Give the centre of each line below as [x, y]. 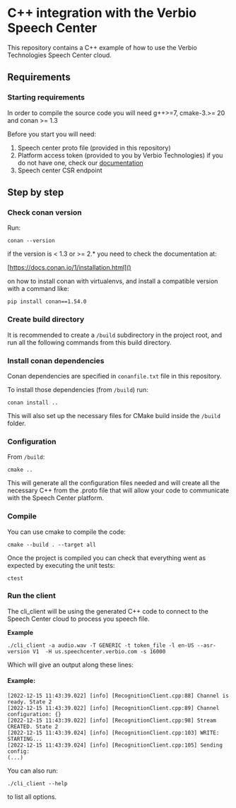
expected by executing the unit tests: [61, 565]
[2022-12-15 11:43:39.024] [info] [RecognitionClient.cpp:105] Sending [115, 745]
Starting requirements [46, 97]
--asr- [207, 645]
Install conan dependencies [56, 360]
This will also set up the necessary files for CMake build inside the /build [114, 415]
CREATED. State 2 [33, 727]
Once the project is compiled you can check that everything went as [107, 558]
